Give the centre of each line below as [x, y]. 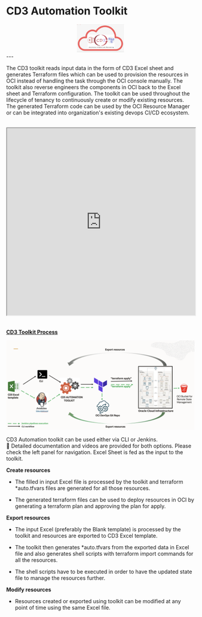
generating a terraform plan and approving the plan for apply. [90, 506]
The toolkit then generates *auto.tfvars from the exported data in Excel [102, 548]
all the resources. [36, 560]
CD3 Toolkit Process [32, 332]
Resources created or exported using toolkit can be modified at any [98, 601]
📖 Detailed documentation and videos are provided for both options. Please [99, 446]
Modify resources [29, 590]
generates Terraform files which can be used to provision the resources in [97, 74]
